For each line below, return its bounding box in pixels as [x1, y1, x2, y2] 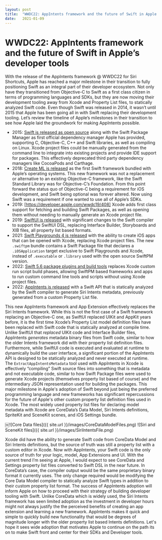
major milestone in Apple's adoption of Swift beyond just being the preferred [5, 386, 158, 392]
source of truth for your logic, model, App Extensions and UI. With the [5, 452, 144, 458]
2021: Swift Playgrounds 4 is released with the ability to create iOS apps [12, 232, 156, 238]
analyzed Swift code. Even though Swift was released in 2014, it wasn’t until [5, 105, 156, 111]
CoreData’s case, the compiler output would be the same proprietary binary [5, 468, 156, 474]
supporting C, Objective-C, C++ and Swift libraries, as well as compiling [12, 140, 156, 146]
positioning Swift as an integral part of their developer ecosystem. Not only [5, 84, 155, 90]
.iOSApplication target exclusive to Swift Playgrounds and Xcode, [12, 248, 144, 254]
